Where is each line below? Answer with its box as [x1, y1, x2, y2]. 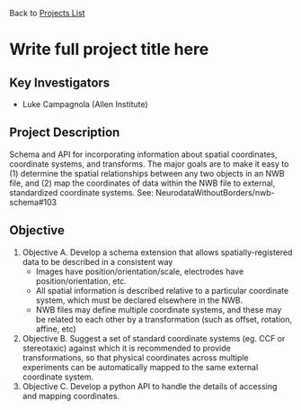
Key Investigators [9, 75, 111, 90]
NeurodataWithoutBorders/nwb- [155, 187, 276, 197]
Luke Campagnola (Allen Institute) [22, 99, 148, 109]
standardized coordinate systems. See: [9, 187, 155, 197]
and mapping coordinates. [22, 390, 120, 401]
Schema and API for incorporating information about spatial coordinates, [9, 149, 278, 159]
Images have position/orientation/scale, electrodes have [35, 266, 244, 277]
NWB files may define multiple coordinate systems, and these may [35, 304, 282, 314]
